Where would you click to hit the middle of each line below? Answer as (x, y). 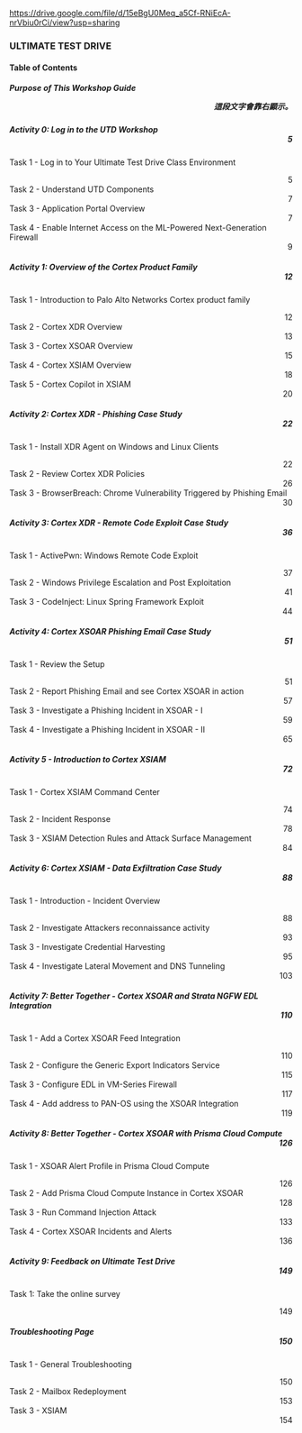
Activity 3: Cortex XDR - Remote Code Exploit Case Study (119, 523)
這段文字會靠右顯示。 (253, 106)
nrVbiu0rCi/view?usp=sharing (65, 23)
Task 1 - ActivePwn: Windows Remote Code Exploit (104, 555)
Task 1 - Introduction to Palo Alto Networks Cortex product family (130, 299)
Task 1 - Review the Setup (57, 664)
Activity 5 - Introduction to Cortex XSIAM (88, 760)
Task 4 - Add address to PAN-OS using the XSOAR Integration (124, 1103)
